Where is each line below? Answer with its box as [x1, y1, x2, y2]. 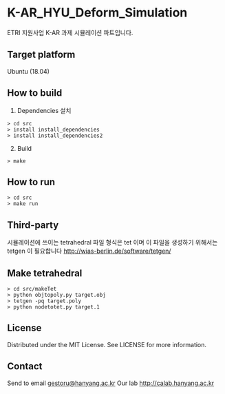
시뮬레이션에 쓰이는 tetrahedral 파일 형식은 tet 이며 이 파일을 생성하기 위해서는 [7, 238, 218, 247]
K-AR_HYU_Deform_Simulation [7, 5, 188, 21]
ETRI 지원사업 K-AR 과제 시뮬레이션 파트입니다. [7, 28, 133, 37]
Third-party [7, 219, 59, 231]
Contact [7, 360, 43, 373]
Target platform [7, 49, 76, 61]
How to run [7, 176, 56, 187]
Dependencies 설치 [17, 106, 72, 114]
